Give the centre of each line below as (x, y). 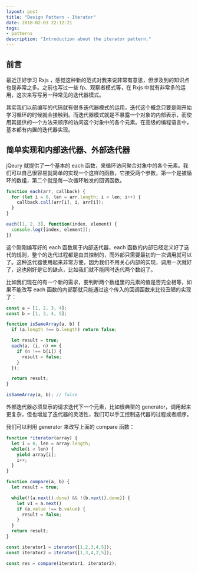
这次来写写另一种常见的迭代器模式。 (60, 95)
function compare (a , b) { (38, 482)
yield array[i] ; (37, 454)
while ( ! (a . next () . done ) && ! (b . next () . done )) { (71, 498)
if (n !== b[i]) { (39, 351)
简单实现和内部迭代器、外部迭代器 (68, 150)
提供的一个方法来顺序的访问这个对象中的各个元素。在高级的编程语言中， (104, 122)
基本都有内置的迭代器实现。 (40, 129)
